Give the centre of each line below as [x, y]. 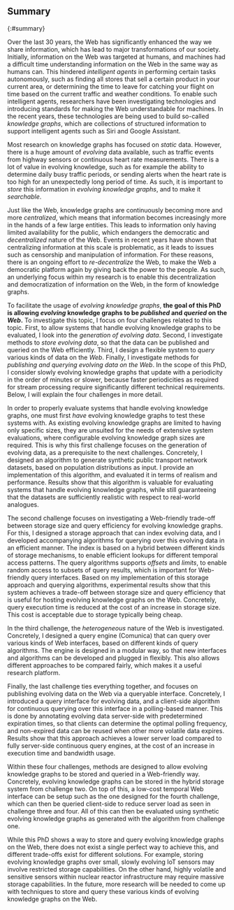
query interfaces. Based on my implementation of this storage [120, 577]
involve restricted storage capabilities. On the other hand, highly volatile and [117, 869]
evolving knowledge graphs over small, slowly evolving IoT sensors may [111, 862]
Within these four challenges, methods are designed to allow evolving [108, 766]
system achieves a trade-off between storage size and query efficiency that [116, 592]
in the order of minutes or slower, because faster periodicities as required [113, 380]
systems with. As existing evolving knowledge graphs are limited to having [114, 423]
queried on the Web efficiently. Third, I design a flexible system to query [111, 349]
